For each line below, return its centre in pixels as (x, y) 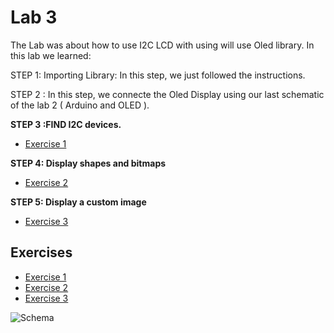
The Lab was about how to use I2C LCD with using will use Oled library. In (162, 45)
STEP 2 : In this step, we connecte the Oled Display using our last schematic (167, 94)
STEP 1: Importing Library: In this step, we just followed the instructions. (158, 75)
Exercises (41, 252)
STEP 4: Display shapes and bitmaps (88, 163)
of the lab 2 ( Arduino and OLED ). (80, 105)
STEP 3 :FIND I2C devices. (66, 124)
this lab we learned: (51, 55)
